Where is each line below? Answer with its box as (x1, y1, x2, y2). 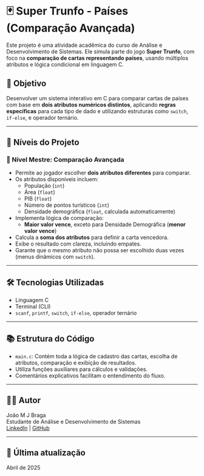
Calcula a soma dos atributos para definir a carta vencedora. (15, 234, 169, 241)
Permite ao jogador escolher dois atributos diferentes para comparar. (15, 169, 191, 176)
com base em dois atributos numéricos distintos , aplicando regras (6, 101, 176, 108)
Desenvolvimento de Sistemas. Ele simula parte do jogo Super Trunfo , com (6, 47, 195, 55)
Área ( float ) (24, 188, 56, 196)
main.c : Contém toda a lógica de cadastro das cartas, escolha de (15, 353, 178, 360)
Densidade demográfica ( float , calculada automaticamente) (24, 208, 176, 215)
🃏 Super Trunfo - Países (6, 4, 129, 18)
